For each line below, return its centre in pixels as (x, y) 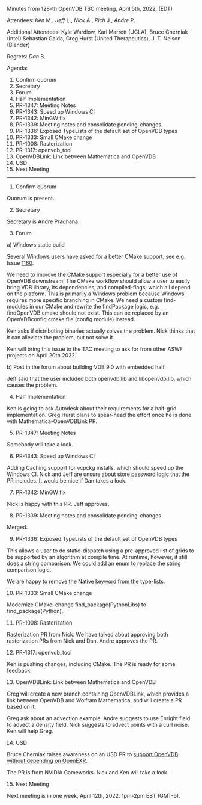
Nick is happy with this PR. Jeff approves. (58, 504)
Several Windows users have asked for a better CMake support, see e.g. (96, 256)
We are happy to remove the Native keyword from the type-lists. (86, 581)
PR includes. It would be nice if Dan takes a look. (67, 480)
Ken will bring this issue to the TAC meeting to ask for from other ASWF (95, 349)
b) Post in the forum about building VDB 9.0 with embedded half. (87, 367)
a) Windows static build (36, 245)
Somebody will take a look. (40, 444)
